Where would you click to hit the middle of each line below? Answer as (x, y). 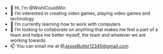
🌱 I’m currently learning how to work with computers (65, 24)
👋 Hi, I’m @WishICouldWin (38, 8)
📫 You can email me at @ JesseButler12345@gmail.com (69, 46)
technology (22, 19)
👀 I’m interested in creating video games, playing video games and (80, 13)
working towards (28, 40)
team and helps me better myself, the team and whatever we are (78, 35)
